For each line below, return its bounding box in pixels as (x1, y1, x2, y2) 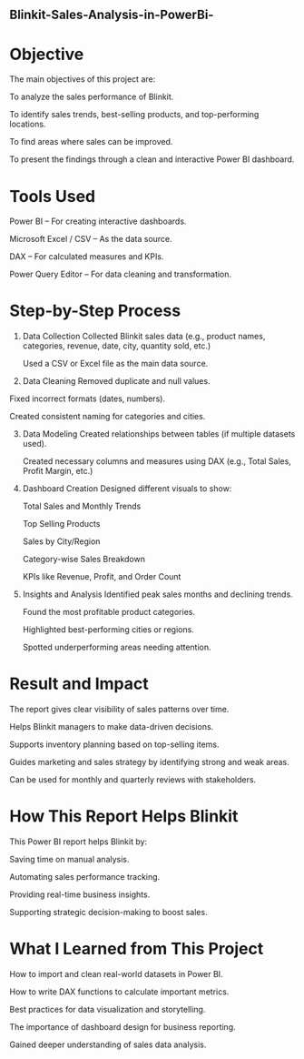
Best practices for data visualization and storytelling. (9, 1004, 206, 1015)
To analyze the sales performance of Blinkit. (9, 91, 174, 103)
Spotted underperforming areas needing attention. (22, 641, 211, 653)
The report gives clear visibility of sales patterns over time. (9, 704, 230, 715)
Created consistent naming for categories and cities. (9, 411, 206, 422)
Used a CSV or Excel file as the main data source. (22, 358, 209, 369)
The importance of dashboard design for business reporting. (9, 1022, 236, 1033)
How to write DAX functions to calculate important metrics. (9, 986, 230, 997)
